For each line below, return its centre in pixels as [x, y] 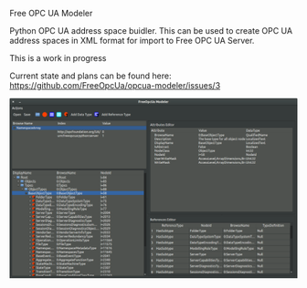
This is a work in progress [58, 58]
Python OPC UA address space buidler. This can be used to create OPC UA [151, 31]
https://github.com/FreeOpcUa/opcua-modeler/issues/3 [115, 85]
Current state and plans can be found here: [90, 76]
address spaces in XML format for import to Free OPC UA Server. [132, 41]
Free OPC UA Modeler [51, 13]
